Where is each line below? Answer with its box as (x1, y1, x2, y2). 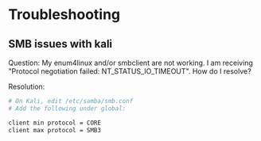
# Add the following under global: (8, 105, 127, 112)
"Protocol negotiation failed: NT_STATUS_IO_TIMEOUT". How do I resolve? (8, 67, 252, 76)
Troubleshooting (8, 6, 121, 24)
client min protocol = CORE (8, 119, 102, 127)
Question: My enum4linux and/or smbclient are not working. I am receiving (8, 58, 253, 67)
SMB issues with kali (8, 37, 113, 51)
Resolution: (8, 82, 45, 91)
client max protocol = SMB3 (8, 126, 102, 134)
